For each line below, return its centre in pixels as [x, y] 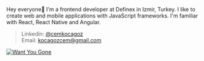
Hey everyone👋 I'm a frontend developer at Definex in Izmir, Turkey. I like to [101, 9]
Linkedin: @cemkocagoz [52, 34]
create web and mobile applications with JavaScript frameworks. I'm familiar [102, 16]
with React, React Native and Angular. [54, 22]
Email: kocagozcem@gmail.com [61, 40]
